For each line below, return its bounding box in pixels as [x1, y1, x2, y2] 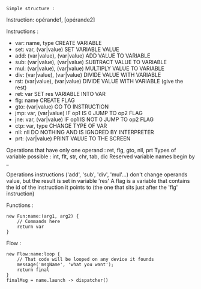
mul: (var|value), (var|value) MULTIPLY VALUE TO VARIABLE [14, 65, 165, 72]
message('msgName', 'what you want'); [17, 261, 114, 267]
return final [17, 267, 50, 273]
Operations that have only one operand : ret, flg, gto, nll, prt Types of [6, 147, 176, 153]
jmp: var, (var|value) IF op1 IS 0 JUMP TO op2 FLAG [14, 110, 143, 116]
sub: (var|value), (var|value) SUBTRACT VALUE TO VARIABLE [14, 59, 167, 65]
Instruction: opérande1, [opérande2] [6, 16, 95, 23]
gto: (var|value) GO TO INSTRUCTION [14, 103, 109, 110]
